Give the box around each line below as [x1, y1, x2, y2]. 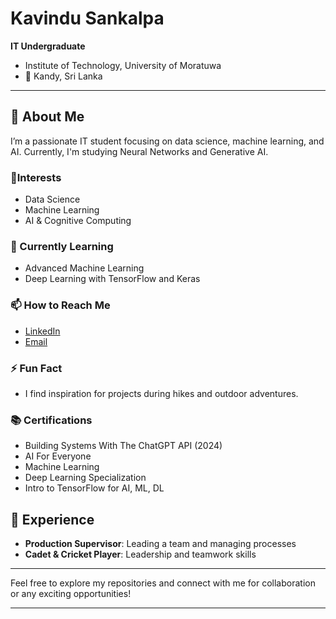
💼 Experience [10, 511, 95, 528]
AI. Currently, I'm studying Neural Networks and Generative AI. [10, 145, 269, 157]
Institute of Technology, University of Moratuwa [24, 59, 222, 71]
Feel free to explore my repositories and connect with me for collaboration [10, 577, 316, 589]
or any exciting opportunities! [10, 588, 132, 600]
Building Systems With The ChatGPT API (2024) [24, 440, 223, 452]
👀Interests [10, 170, 62, 184]
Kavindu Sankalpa [10, 7, 165, 30]
